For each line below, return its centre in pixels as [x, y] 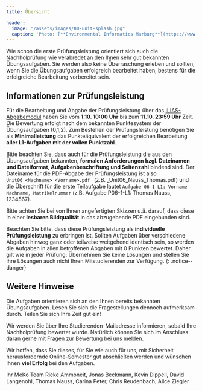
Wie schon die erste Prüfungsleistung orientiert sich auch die [82, 51]
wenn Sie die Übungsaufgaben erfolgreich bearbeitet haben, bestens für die [101, 71]
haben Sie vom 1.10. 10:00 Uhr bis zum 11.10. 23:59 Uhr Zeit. [118, 117]
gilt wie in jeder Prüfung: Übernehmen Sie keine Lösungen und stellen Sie [98, 255]
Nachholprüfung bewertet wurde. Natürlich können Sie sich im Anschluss [97, 332]
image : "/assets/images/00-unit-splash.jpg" [68, 28]
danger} [16, 268]
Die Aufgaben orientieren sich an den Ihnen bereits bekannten [84, 301]
